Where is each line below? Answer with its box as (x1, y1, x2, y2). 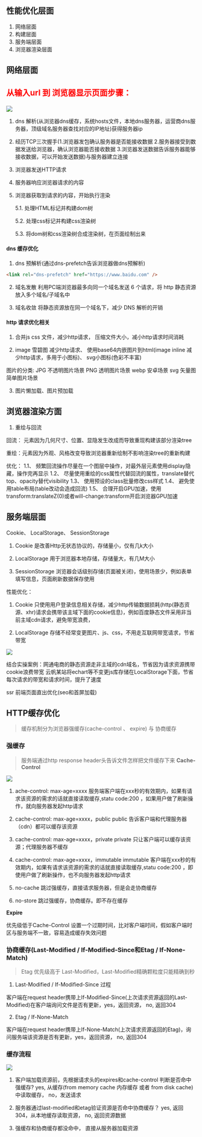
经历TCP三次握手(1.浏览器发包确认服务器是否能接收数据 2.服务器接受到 (14, 138, 191, 145)
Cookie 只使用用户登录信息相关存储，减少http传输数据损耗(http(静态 (14, 601, 185, 608)
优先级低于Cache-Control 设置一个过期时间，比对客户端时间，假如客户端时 (6, 921, 193, 928)
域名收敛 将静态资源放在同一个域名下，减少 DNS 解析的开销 (14, 304, 163, 311)
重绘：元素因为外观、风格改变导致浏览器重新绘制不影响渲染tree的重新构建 (6, 449, 191, 457)
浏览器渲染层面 (14, 45, 52, 53)
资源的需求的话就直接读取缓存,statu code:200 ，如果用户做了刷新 (25, 795, 188, 802)
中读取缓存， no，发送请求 (14, 1091, 81, 1099)
